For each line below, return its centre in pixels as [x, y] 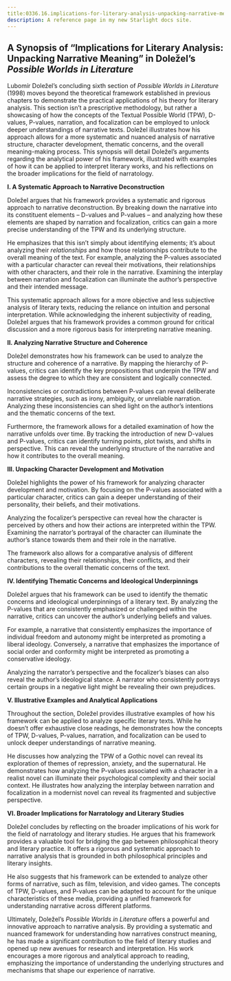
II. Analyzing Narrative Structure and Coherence [77, 343]
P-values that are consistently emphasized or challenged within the [102, 609]
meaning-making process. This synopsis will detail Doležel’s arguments [108, 151]
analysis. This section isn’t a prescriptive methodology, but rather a [102, 108]
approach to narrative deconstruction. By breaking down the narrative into [112, 208]
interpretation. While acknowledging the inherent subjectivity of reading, [110, 315]
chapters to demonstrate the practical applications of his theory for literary [113, 101]
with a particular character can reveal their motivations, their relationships [112, 265]
